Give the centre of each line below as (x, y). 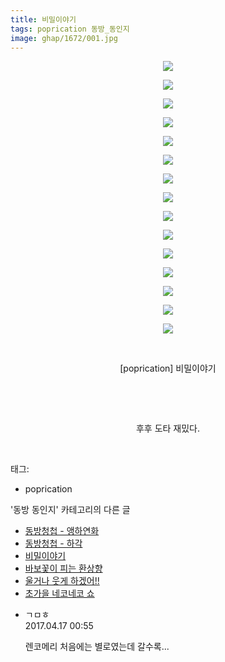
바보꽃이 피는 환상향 (63, 568)
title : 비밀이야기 (43, 19)
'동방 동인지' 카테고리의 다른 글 (70, 510)
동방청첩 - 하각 (53, 543)
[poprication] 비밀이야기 (168, 368)
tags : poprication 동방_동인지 (70, 29)
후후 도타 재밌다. (168, 428)
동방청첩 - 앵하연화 (62, 531)
